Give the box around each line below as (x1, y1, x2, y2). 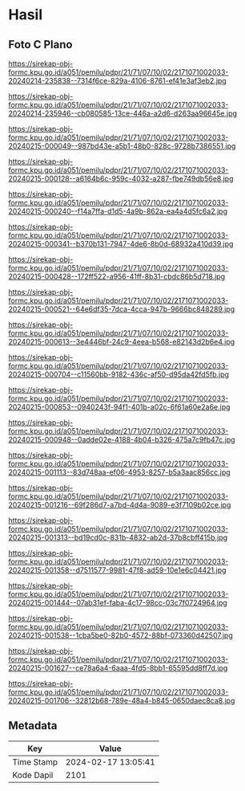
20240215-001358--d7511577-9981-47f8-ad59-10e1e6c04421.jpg (8, 565, 227, 575)
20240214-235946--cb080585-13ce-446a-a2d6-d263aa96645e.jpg (8, 108, 238, 118)
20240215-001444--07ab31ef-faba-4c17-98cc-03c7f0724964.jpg (8, 598, 228, 607)
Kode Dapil (12, 769, 54, 781)
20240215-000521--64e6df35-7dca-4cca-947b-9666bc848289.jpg (8, 304, 235, 314)
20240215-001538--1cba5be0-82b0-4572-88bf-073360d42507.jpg (8, 630, 234, 640)
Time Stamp (12, 756, 58, 768)
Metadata (8, 719, 58, 732)
